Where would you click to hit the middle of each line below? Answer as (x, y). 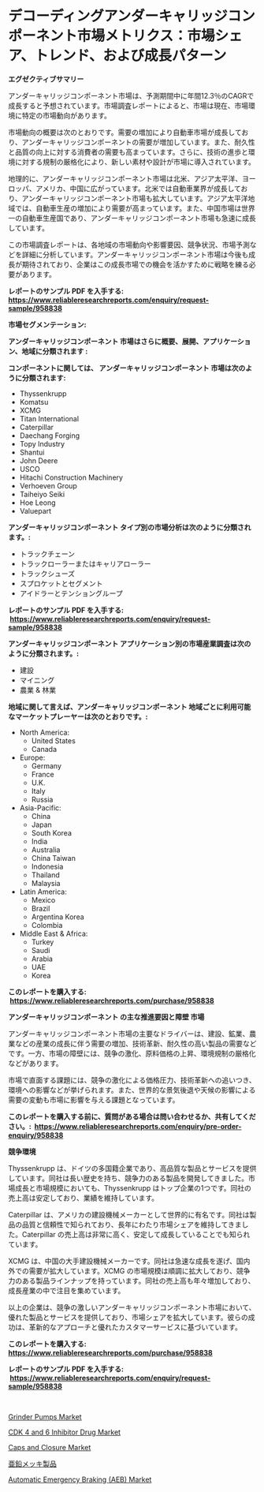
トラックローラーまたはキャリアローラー (85, 563)
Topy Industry (42, 443)
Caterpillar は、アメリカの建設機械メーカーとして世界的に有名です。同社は (129, 1214)
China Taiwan (54, 858)
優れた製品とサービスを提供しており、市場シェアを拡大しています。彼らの (128, 1317)
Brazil (41, 908)
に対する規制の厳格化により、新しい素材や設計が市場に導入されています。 (135, 162)
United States (54, 740)
